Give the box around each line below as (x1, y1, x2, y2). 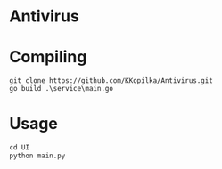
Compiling (9, 47, 87, 68)
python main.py (9, 151, 66, 160)
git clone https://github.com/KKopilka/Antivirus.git (9, 76, 214, 85)
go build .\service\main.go (9, 84, 114, 93)
